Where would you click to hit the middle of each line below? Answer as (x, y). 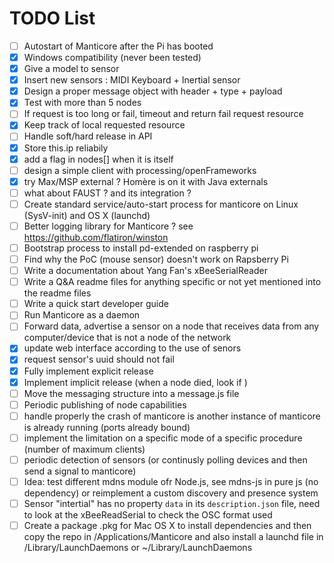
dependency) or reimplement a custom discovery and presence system (171, 493)
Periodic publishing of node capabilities (105, 404)
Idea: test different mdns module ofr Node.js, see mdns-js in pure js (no (171, 481)
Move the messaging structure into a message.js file (131, 393)
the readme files (57, 293)
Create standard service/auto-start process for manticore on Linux (161, 204)
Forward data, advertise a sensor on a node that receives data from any (171, 326)
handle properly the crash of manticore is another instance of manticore (172, 416)
